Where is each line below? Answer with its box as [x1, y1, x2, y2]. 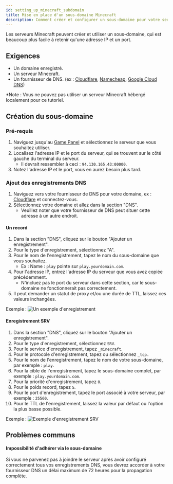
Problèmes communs [6, 431, 75, 439]
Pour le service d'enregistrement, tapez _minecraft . [13, 346, 123, 352]
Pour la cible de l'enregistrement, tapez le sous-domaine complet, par [13, 367, 161, 373]
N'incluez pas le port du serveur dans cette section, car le [21, 280, 144, 286]
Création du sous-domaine [6, 112, 94, 121]
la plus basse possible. [13, 406, 62, 412]
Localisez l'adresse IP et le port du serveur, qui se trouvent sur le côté [13, 150, 161, 156]
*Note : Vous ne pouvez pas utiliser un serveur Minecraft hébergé [6, 92, 146, 98]
